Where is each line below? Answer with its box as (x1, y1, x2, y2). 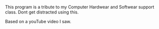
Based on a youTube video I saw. (5, 19, 71, 24)
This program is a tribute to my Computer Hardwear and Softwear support (5, 4, 155, 10)
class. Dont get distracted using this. (5, 9, 79, 15)
